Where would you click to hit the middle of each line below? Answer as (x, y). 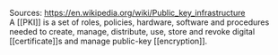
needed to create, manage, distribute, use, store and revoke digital (132, 31)
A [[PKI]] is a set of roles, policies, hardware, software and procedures (139, 22)
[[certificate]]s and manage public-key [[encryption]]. (109, 41)
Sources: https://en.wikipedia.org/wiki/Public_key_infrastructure (127, 13)
